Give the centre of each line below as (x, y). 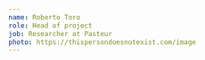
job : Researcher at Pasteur (61, 34)
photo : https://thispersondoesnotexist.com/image (102, 42)
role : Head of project (50, 26)
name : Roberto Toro (45, 17)
